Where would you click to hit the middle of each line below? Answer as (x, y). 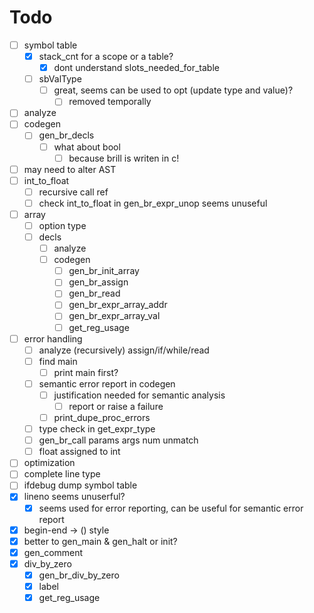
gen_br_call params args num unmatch (118, 440)
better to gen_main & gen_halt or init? (100, 541)
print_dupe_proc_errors (102, 417)
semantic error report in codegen (107, 383)
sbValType (60, 79)
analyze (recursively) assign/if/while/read (124, 350)
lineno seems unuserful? (74, 497)
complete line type (62, 474)
